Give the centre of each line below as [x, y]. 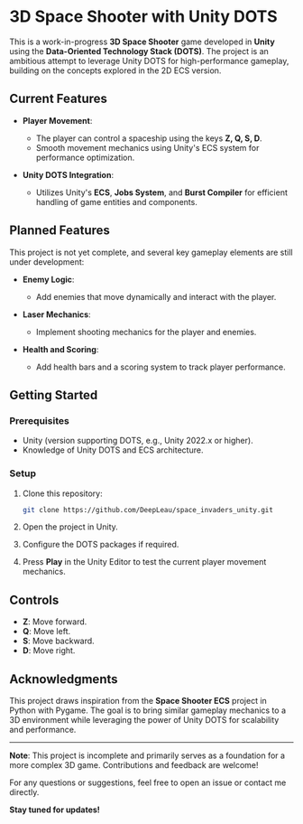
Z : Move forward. [55, 622]
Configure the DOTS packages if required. [101, 545]
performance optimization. [85, 157]
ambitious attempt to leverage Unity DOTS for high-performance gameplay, [149, 61]
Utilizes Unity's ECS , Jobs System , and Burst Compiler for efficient [162, 192]
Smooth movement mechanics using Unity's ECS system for [147, 147]
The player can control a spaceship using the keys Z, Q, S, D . [149, 138]
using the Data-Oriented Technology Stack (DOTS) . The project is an [139, 51]
